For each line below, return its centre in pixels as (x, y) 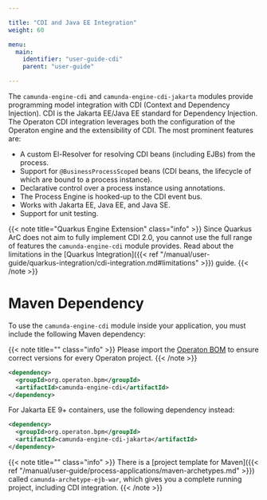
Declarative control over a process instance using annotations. (122, 188)
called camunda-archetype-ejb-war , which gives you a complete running (125, 478)
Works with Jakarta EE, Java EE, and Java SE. (95, 205)
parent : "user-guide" (58, 67)
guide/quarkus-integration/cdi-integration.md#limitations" (104, 263)
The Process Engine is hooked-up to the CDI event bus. (111, 197)
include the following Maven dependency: (77, 334)
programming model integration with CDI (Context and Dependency (119, 105)
